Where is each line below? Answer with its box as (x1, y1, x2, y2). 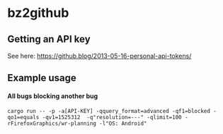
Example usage (7, 72, 76, 84)
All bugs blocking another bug (7, 92, 98, 100)
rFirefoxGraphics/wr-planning (7, 120, 97, 127)
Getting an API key (7, 33, 91, 45)
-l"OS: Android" (98, 120, 147, 127)
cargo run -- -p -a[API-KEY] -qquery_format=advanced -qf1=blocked (7, 107, 211, 114)
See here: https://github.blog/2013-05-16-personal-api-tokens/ (7, 51, 192, 60)
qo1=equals (7, 114, 40, 121)
